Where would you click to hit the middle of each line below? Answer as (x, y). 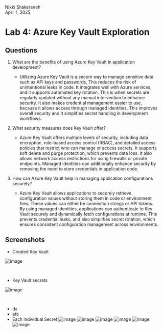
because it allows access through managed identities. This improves (88, 108)
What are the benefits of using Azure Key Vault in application (73, 62)
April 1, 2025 (18, 12)
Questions (21, 50)
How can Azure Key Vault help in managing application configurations (82, 178)
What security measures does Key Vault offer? (59, 128)
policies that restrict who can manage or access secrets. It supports (88, 148)
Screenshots (25, 240)
